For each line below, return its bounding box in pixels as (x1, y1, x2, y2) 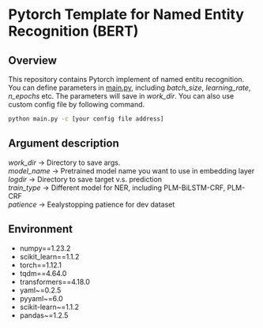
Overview (8, 54, 58, 67)
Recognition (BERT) (8, 22, 139, 40)
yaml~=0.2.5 (19, 285, 62, 295)
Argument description (8, 136, 120, 151)
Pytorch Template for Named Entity (8, 6, 245, 24)
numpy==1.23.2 (19, 243, 71, 253)
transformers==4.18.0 (19, 277, 91, 286)
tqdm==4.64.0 (19, 268, 67, 278)
